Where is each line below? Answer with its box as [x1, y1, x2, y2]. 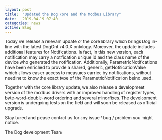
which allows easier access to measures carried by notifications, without [5, 70, 151, 76]
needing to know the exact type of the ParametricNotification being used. [5, 75, 153, 81]
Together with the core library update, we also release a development [5, 84, 145, 90]
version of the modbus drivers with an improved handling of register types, [5, 90, 156, 96]
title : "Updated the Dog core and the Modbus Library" [5, 12, 121, 17]
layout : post [5, 7, 32, 12]
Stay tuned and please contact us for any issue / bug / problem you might [5, 115, 153, 120]
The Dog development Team [5, 129, 62, 135]
